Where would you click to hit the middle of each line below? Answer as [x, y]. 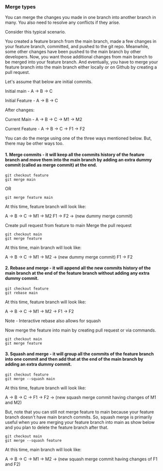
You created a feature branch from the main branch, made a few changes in [81, 41]
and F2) [13, 464]
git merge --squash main [30, 379]
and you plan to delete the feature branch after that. [57, 427]
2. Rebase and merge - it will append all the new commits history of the [78, 268]
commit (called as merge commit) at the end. [51, 165]
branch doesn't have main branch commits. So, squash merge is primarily [79, 417]
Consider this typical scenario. [36, 32]
